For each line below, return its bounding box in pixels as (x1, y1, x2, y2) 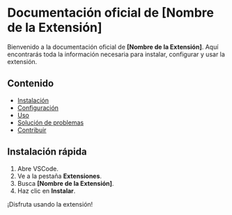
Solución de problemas (17, 118, 84, 127)
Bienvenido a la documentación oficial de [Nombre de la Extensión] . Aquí (7, 42, 219, 51)
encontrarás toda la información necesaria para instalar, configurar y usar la (7, 50, 225, 58)
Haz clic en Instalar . (17, 186, 76, 195)
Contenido (7, 78, 54, 90)
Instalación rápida (7, 146, 87, 158)
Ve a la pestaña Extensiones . (17, 172, 102, 180)
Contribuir (17, 125, 47, 134)
